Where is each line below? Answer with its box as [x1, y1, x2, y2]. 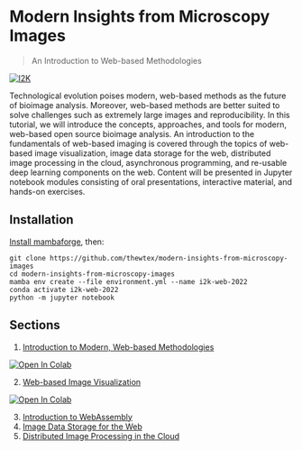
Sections [9, 317, 60, 333]
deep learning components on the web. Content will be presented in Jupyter [9, 167, 293, 178]
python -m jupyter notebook [9, 293, 115, 302]
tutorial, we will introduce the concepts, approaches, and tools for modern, [9, 119, 287, 130]
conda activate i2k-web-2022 [9, 285, 119, 294]
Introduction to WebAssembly [22, 411, 133, 422]
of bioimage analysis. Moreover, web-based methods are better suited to [9, 99, 280, 110]
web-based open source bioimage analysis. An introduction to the [9, 128, 255, 139]
